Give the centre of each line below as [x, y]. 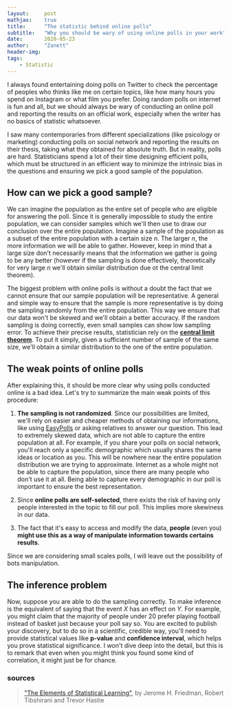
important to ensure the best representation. [80, 487]
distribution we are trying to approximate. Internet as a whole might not [118, 465]
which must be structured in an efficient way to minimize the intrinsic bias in [115, 163]
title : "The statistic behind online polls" [80, 26]
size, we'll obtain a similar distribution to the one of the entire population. [110, 347]
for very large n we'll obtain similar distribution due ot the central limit [106, 268]
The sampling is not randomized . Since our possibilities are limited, [113, 414]
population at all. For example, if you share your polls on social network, [119, 443]
